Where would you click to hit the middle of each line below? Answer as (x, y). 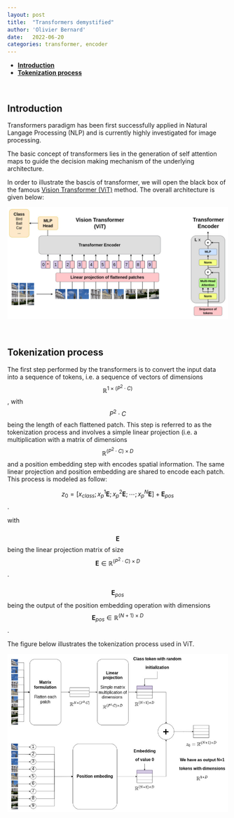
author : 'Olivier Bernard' (47, 29)
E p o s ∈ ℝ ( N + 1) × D (118, 618)
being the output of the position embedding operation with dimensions (109, 605)
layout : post (26, 15)
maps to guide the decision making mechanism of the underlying (101, 161)
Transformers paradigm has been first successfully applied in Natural (108, 125)
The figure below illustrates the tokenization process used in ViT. (101, 644)
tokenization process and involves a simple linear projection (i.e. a (102, 432)
